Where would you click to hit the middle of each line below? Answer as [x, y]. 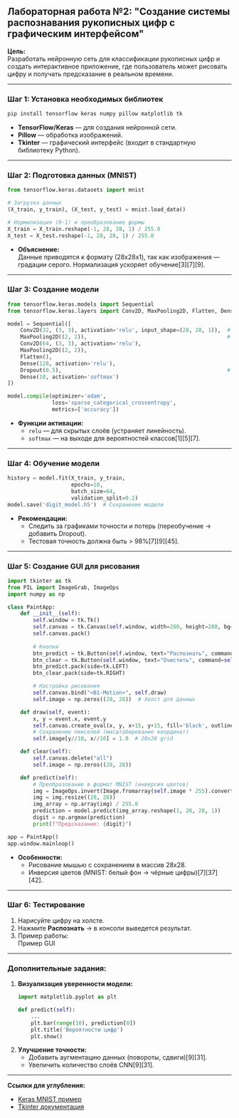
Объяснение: [38, 249]
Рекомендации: [42, 518]
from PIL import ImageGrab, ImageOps [63, 587]
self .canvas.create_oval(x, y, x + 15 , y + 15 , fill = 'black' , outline [133, 725]
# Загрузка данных [34, 203]
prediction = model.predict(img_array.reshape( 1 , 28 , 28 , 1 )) [127, 811]
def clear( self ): [46, 752]
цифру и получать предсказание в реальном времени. [91, 73]
